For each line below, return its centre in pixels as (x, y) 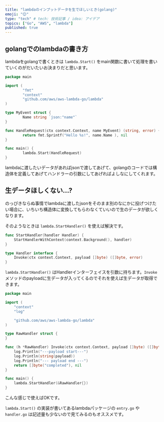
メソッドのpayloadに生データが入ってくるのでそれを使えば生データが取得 (79, 278)
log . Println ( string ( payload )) (45, 356)
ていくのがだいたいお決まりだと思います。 (48, 67)
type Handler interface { (31, 253)
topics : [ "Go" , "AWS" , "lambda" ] (39, 23)
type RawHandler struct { (31, 334)
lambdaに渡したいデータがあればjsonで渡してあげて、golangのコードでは (79, 168)
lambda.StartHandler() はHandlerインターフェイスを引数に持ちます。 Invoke (81, 272)
